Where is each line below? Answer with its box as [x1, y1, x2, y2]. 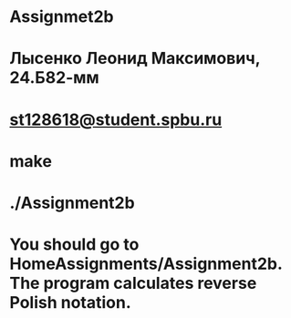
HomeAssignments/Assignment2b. [9, 253, 283, 274]
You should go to [9, 234, 140, 255]
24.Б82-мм [9, 67, 100, 88]
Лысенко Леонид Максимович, [9, 48, 261, 69]
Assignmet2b [9, 6, 114, 27]
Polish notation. [9, 292, 132, 313]
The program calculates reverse [9, 273, 257, 293]
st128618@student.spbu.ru [9, 109, 223, 129]
